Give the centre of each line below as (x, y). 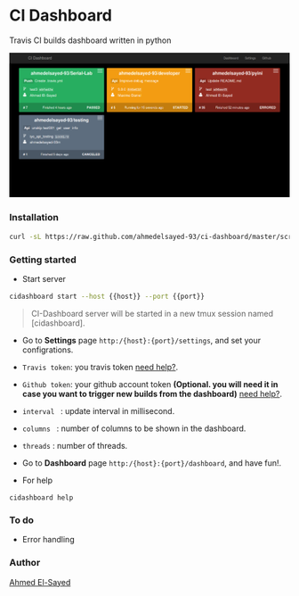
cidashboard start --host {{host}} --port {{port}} (107, 297)
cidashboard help (41, 497)
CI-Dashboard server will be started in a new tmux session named (152, 313)
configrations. (48, 350)
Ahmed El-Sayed (40, 582)
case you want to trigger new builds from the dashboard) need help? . (152, 393)
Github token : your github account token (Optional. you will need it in (150, 384)
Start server (44, 279)
